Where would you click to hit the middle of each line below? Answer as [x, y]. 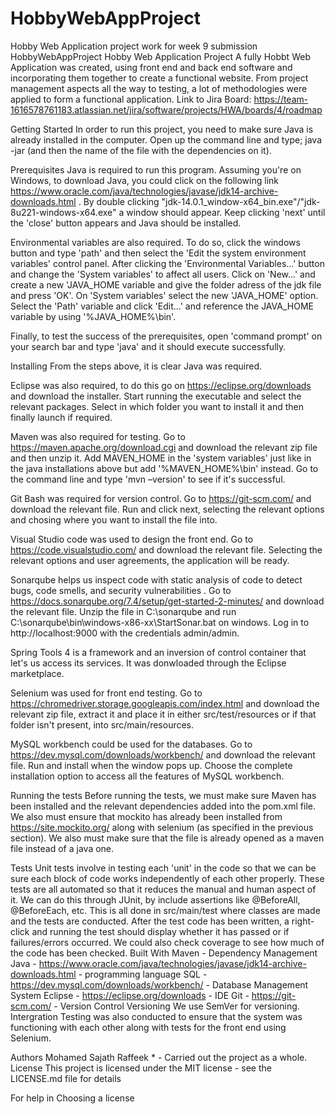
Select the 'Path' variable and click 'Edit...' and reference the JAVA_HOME [162, 306]
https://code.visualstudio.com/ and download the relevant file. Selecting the [166, 549]
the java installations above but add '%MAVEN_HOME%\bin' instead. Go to [164, 468]
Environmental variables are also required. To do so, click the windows [155, 242]
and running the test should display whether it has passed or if [160, 931]
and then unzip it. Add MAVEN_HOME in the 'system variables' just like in [161, 458]
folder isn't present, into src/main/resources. [102, 724]
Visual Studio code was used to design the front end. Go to [132, 539]
